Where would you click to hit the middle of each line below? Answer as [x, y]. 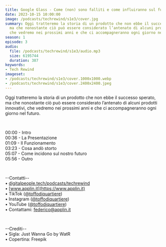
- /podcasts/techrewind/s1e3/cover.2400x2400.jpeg [58, 83]
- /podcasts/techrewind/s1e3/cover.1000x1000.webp [58, 79]
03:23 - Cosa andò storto [31, 148]
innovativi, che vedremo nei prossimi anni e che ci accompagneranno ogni [81, 108]
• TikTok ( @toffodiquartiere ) [34, 194]
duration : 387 [24, 60]
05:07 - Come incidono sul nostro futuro [46, 153]
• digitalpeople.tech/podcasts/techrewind [48, 183]
